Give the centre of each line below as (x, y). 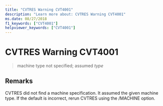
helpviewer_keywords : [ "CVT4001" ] (40, 28)
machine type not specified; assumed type (60, 66)
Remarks (19, 81)
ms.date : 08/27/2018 (26, 19)
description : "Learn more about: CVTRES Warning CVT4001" (65, 14)
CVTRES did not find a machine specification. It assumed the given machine (82, 93)
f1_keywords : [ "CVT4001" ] (31, 23)
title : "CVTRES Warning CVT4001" (39, 10)
